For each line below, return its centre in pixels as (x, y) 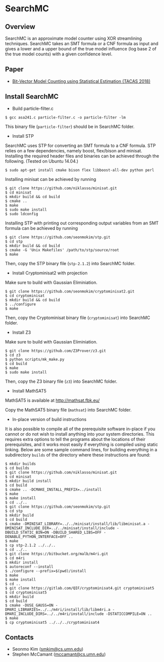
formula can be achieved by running (42, 228)
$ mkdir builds (21, 464)
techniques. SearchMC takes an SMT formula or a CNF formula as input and (82, 44)
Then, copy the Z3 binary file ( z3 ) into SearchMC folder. (61, 381)
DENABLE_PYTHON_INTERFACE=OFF (36, 537)
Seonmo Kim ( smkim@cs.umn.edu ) (48, 649)
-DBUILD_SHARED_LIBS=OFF (76, 532)
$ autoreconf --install (29, 566)
